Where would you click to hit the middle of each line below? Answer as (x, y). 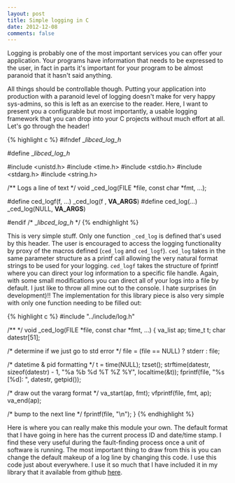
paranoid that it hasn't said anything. (60, 76)
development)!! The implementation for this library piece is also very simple (116, 295)
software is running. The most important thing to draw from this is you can (114, 450)
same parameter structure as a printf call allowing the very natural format (113, 258)
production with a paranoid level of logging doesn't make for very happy (111, 97)
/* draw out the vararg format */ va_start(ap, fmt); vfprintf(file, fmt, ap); (109, 393)
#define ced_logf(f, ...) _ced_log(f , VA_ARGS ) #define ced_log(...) (102, 202)
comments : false (31, 33)
